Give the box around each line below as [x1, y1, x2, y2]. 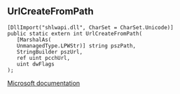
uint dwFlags [16, 61, 55, 68]
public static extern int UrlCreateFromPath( [7, 30, 142, 37]
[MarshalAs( [16, 36, 52, 43]
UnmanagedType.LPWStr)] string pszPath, [16, 42, 137, 49]
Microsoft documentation [7, 79, 81, 87]
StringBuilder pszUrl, [16, 48, 83, 55]
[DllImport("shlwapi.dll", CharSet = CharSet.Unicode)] [7, 24, 174, 31]
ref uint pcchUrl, [16, 54, 71, 61]
